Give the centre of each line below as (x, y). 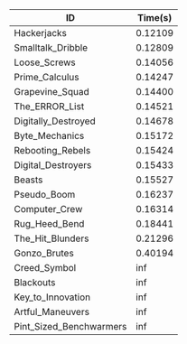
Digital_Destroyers (53, 165)
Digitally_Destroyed (55, 121)
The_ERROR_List (49, 106)
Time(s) (154, 18)
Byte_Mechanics (49, 136)
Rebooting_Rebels (52, 150)
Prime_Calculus (47, 77)
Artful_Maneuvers (52, 312)
